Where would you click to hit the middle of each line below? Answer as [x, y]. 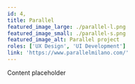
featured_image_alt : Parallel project [63, 40]
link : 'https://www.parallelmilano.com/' [68, 53]
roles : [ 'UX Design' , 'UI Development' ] [67, 46]
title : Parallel [31, 20]
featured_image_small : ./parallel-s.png [67, 33]
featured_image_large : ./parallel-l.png [67, 27]
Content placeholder [37, 72]
